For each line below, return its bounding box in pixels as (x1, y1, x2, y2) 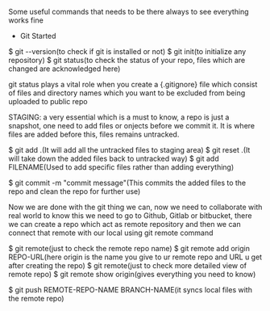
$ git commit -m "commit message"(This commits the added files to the (8, 178, 247, 187)
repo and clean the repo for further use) (8, 187, 141, 196)
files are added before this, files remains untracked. (8, 129, 180, 139)
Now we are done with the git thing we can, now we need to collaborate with (8, 202, 263, 212)
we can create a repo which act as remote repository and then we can (8, 220, 241, 229)
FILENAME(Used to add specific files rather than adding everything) (8, 162, 235, 172)
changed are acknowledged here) (8, 64, 121, 74)
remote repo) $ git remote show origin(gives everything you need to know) (8, 270, 256, 279)
